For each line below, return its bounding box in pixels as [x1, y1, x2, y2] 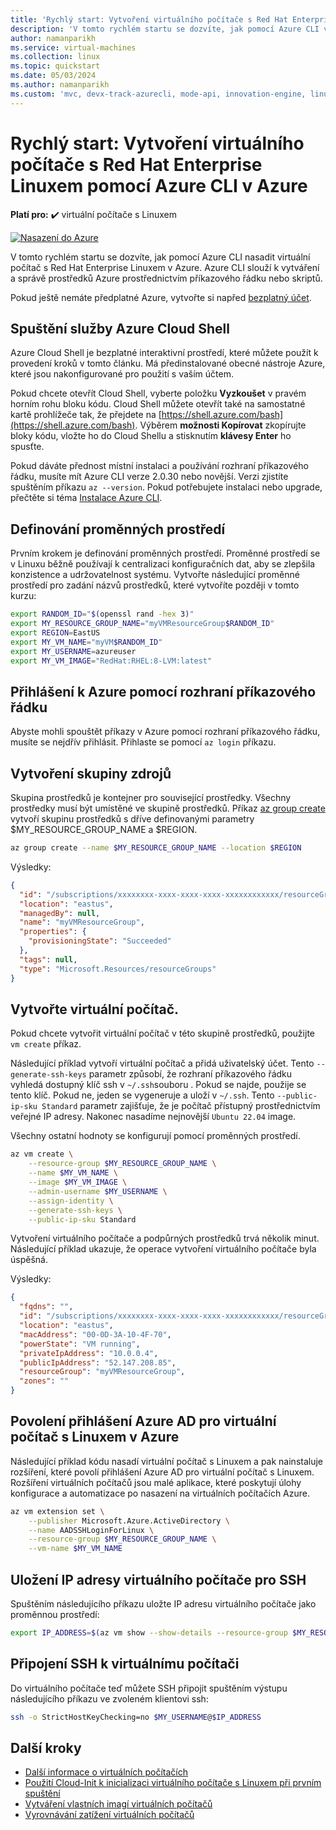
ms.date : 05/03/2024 [10, 71, 97, 81]
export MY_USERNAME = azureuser [10, 646, 137, 656]
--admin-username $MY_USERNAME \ [28, 1186, 168, 1196]
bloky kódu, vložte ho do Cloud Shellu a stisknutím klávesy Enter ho [10, 430, 292, 442]
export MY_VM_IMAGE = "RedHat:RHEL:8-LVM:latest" [10, 656, 213, 666]
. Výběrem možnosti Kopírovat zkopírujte [134, 419, 307, 431]
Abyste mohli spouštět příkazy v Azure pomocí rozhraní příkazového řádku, [10, 726, 321, 738]
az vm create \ [10, 1149, 74, 1160]
